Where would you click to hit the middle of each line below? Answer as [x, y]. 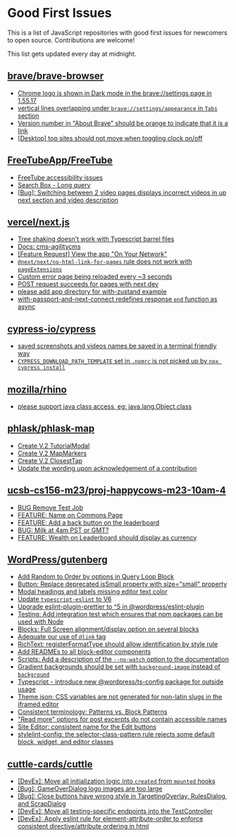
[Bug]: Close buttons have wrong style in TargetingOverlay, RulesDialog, [122, 796]
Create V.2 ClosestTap [50, 460]
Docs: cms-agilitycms [49, 247]
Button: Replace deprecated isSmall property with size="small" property [122, 584]
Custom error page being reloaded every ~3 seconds [95, 276]
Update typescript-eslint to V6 [64, 599]
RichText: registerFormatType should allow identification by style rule [118, 644]
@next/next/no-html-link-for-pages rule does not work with [105, 262]
